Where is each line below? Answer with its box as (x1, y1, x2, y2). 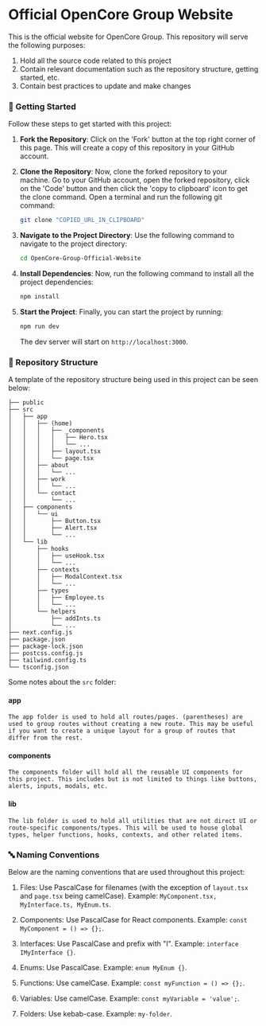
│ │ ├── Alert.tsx (8, 524, 98, 533)
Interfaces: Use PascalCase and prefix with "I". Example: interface (19, 938, 239, 948)
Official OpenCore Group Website (8, 6, 233, 24)
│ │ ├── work (8, 475, 66, 483)
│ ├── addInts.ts (8, 614, 102, 622)
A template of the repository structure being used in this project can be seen (8, 375, 259, 384)
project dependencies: (19, 277, 94, 287)
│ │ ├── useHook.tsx (8, 552, 105, 560)
